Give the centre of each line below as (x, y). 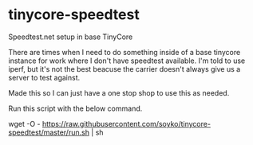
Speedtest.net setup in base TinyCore (71, 37)
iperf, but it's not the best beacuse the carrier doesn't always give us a (125, 69)
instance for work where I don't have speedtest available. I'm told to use (127, 61)
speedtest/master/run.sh (49, 132)
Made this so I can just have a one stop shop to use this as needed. (119, 92)
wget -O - (24, 123)
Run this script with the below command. (75, 108)
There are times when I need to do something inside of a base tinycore (125, 52)
